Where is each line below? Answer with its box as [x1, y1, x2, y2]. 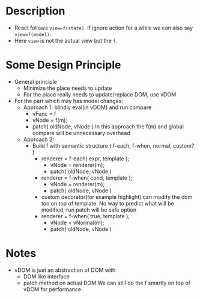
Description [5, 4, 65, 18]
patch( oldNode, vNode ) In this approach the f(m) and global [32, 122, 184, 130]
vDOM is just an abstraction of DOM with [14, 266, 116, 274]
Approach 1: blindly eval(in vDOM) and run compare [23, 104, 152, 111]
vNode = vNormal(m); [50, 219, 105, 226]
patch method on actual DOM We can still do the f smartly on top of [23, 279, 190, 286]
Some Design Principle [5, 58, 121, 72]
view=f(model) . [14, 30, 52, 37]
